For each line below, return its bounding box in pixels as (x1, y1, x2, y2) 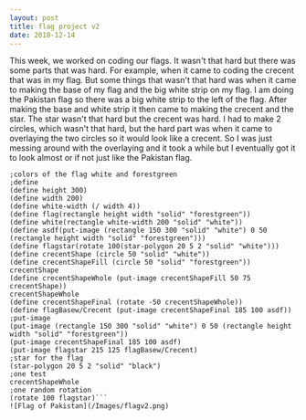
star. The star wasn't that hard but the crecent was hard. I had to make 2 (9, 113, 281, 124)
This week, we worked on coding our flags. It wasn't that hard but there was (9, 56, 296, 67)
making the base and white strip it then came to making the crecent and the (9, 104, 294, 115)
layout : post (9, 13, 59, 23)
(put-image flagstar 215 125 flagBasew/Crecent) (9, 346, 198, 355)
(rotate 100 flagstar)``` (9, 394, 108, 403)
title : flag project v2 (9, 22, 100, 31)
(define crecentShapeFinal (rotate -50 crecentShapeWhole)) (9, 298, 244, 307)
